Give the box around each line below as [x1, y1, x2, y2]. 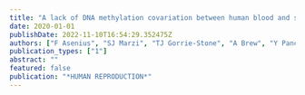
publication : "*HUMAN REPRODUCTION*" [9, 72, 152, 81]
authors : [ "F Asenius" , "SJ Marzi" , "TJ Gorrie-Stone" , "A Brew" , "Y [9, 38, 279, 48]
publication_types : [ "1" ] [9, 47, 107, 56]
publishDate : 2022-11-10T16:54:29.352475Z [9, 30, 172, 39]
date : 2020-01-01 [9, 22, 75, 31]
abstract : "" [9, 55, 59, 64]
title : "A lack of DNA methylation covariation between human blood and [9, 13, 290, 23]
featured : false [9, 64, 71, 73]
